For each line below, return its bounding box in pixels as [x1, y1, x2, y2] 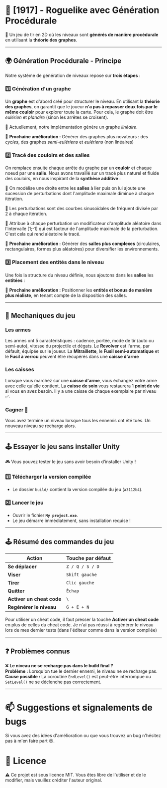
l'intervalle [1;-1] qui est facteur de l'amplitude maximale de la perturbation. [5, 226, 159, 232]
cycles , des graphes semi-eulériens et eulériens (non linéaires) [5, 139, 134, 145]
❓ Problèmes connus [5, 647, 70, 655]
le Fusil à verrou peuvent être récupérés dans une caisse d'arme [5, 354, 139, 360]
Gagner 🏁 [5, 406, 28, 413]
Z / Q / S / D [66, 564, 99, 569]
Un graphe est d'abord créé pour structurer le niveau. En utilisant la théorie [5, 98, 160, 104]
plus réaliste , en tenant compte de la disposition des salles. [5, 292, 128, 298]
